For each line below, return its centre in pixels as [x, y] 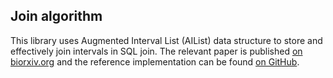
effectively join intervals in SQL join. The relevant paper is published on [156, 51]
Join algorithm [56, 16]
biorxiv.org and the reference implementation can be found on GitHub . [155, 61]
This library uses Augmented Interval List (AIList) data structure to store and [166, 40]
